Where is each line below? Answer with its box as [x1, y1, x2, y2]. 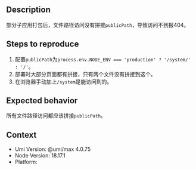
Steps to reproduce [6, 39, 79, 50]
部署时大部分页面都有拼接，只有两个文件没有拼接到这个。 [14, 70, 156, 78]
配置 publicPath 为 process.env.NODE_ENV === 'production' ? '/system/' [14, 55, 191, 63]
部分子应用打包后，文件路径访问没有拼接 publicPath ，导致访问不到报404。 [6, 21, 189, 29]
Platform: [14, 158, 38, 166]
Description [6, 5, 51, 15]
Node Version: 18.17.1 [14, 152, 66, 159]
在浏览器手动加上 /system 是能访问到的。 [14, 78, 112, 85]
